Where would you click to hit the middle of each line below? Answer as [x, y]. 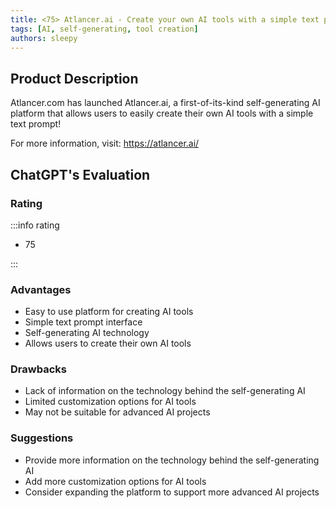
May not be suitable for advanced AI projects [117, 412]
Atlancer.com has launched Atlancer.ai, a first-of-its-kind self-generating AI [165, 103]
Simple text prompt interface [83, 322]
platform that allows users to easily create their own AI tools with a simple [162, 113]
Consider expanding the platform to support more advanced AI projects [172, 492]
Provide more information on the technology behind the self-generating [172, 460]
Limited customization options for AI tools [110, 402]
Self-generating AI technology [87, 333]
